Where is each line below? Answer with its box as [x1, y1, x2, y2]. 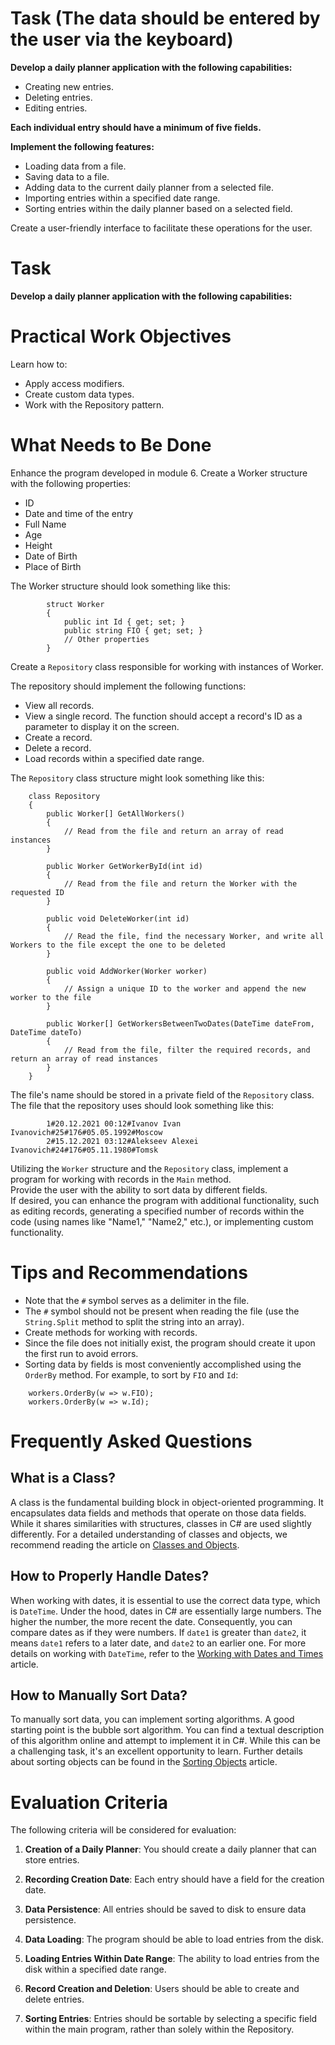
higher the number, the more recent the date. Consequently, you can [10, 1615, 293, 1627]
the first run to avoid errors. [24, 1347, 139, 1359]
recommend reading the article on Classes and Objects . [10, 1538, 240, 1551]
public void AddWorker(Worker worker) [46, 966, 208, 976]
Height [24, 539, 53, 551]
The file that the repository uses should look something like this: [10, 1099, 275, 1111]
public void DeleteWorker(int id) [46, 913, 190, 924]
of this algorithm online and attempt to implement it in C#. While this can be [10, 1735, 321, 1747]
